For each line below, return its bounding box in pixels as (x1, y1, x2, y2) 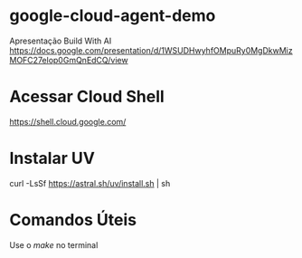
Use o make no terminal (9, 239, 99, 250)
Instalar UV (9, 148, 95, 168)
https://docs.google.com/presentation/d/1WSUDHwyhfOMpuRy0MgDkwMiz (9, 44, 293, 55)
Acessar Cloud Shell (9, 87, 165, 107)
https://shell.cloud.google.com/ (9, 116, 127, 127)
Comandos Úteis (9, 210, 137, 230)
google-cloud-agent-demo (9, 5, 216, 26)
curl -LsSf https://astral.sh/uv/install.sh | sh (9, 177, 171, 188)
